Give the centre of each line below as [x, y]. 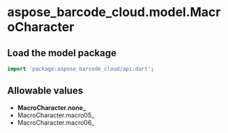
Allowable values [45, 91]
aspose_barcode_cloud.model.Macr [114, 12]
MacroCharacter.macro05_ [56, 115]
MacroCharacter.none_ [52, 107]
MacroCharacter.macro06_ [56, 122]
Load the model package [62, 53]
